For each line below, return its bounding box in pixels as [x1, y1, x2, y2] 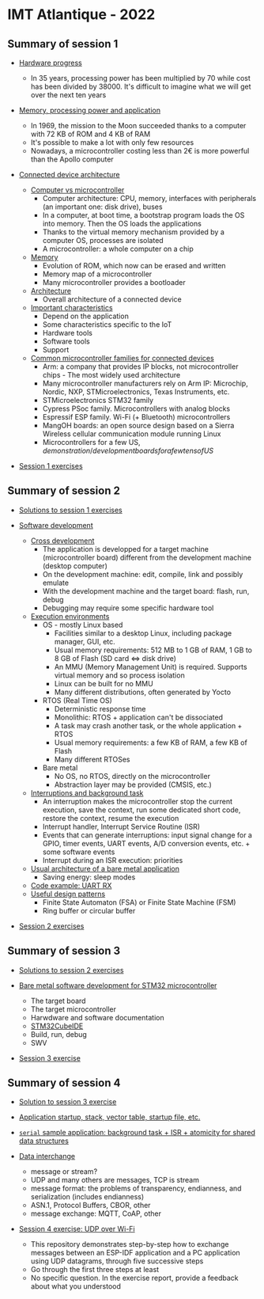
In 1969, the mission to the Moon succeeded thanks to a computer [30, 121, 247, 130]
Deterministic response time [54, 704, 146, 713]
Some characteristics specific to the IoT [42, 320, 172, 329]
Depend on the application [42, 311, 130, 321]
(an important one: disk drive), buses [42, 202, 163, 211]
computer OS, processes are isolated [42, 236, 164, 245]
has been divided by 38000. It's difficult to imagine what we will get [30, 82, 251, 91]
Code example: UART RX [30, 880, 112, 890]
